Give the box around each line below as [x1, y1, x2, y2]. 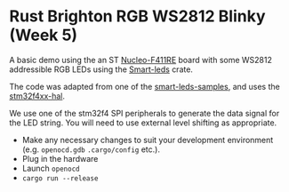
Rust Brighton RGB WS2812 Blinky [9, 6, 266, 27]
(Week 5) [9, 25, 78, 45]
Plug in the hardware [21, 153, 99, 164]
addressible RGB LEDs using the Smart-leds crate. [9, 64, 194, 75]
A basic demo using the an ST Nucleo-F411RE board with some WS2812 [9, 54, 273, 65]
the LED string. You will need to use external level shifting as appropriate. [9, 117, 277, 128]
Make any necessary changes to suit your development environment [21, 134, 274, 145]
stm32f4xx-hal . [9, 91, 65, 101]
